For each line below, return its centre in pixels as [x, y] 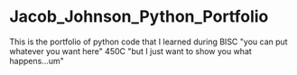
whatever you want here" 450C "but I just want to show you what [131, 51]
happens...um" [37, 61]
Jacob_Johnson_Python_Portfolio [139, 17]
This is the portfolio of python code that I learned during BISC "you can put [148, 42]
